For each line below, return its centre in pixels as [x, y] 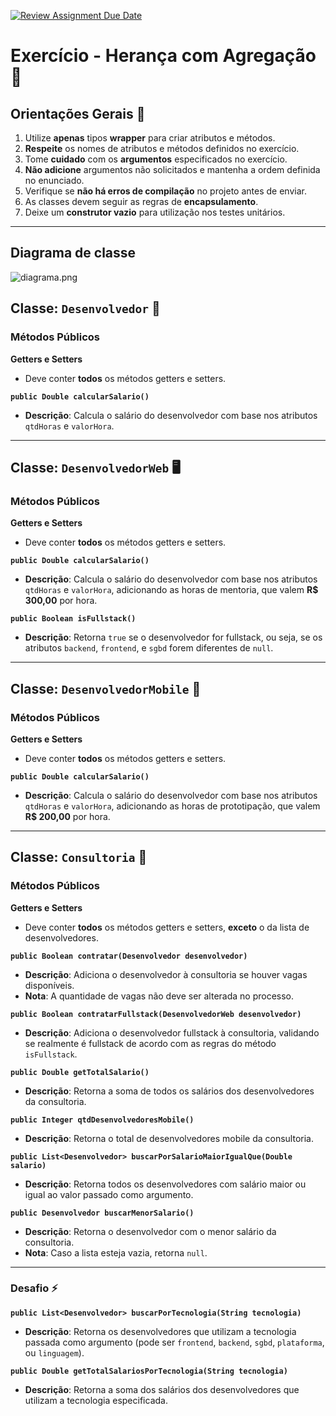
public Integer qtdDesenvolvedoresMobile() [102, 1120]
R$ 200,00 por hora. [67, 816]
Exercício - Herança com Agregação [163, 56]
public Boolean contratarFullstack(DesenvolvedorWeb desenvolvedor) [156, 1014]
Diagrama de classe [73, 253]
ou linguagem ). [54, 1352]
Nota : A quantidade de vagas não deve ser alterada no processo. [159, 996]
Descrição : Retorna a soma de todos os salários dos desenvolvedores [169, 1091]
